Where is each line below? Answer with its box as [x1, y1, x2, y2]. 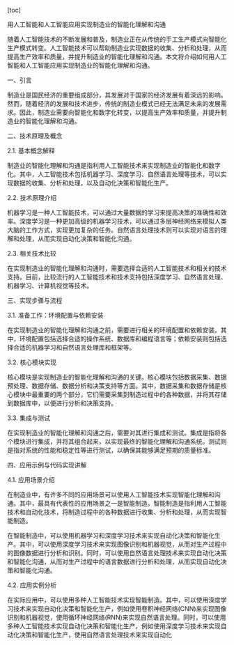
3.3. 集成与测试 [7, 414, 51, 422]
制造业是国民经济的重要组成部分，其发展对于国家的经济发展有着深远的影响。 [7, 91, 227, 99]
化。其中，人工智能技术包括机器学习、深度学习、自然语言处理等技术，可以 [7, 170, 221, 178]
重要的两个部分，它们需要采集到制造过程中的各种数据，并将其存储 [37, 390, 227, 398]
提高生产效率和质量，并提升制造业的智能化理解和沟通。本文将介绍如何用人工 [7, 52, 227, 61]
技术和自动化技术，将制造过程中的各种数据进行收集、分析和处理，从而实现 [7, 508, 221, 516]
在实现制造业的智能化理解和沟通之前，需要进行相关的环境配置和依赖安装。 [7, 326, 221, 334]
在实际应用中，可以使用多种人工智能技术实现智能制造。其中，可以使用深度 [7, 596, 221, 604]
